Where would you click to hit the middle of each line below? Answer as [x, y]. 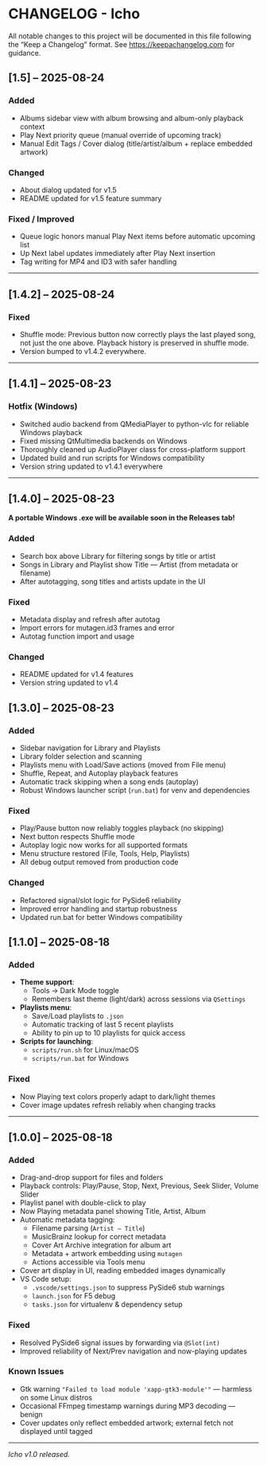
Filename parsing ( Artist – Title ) [88, 1228]
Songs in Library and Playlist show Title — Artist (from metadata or [129, 564]
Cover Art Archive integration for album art [101, 1245]
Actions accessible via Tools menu [88, 1262]
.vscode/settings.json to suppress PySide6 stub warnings [128, 1287]
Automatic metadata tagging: [67, 1220]
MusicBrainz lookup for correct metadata [99, 1237]
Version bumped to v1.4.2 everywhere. [83, 351]
